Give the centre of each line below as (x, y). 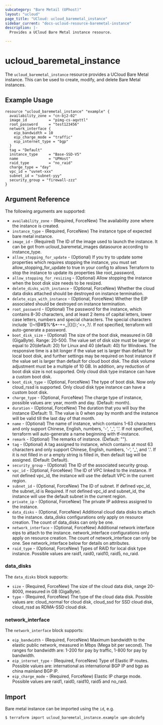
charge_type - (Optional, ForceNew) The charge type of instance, (77, 398)
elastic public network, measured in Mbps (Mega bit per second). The (82, 645)
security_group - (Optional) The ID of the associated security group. (81, 465)
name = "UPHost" (40, 159)
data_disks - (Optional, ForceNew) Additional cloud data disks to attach (84, 512)
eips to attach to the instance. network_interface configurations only (81, 533)
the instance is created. (36, 226)
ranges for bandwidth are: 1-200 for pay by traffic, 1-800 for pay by (80, 650)
